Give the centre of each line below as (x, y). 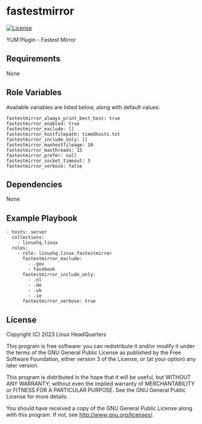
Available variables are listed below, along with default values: (83, 107)
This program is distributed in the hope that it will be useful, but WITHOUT (99, 377)
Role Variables (34, 93)
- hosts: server (27, 232)
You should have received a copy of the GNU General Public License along (99, 408)
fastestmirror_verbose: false (44, 166)
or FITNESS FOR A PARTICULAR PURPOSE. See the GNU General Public (96, 390)
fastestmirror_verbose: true (59, 301)
